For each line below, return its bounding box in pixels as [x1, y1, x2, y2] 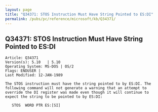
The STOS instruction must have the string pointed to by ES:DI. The [5, 81, 152, 86]
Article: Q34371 [5, 55, 39, 61]
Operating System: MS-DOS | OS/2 [5, 64, 74, 69]
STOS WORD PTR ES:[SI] [11, 103, 61, 108]
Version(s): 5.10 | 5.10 [5, 60, 61, 65]
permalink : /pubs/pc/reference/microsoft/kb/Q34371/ [5, 16, 116, 21]
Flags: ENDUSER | [5, 69, 41, 74]
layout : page [5, 7, 32, 12]
